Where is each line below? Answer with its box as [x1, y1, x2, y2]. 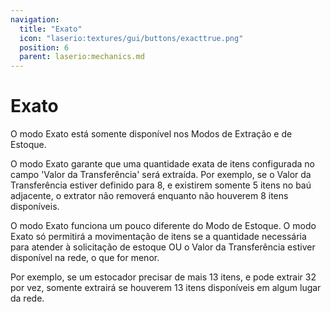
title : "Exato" [19, 24, 83, 34]
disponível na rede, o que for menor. [10, 252, 160, 264]
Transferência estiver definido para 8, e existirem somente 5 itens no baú [10, 179, 312, 191]
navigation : [10, 14, 60, 25]
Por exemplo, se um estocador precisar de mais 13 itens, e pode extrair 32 [10, 271, 317, 283]
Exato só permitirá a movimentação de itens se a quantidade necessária [10, 231, 307, 243]
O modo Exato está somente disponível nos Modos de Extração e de [10, 128, 293, 140]
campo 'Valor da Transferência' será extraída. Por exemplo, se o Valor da [10, 169, 312, 181]
